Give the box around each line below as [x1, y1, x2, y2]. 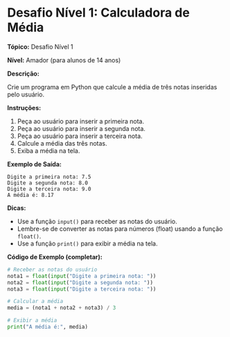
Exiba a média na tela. [17, 146, 80, 155]
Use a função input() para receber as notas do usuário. [17, 217, 178, 225]
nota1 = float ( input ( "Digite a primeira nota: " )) [7, 273, 157, 279]
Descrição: [7, 69, 39, 78]
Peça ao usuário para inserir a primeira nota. [17, 116, 145, 126]
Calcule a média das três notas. [17, 139, 107, 147]
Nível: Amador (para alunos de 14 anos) [7, 55, 121, 64]
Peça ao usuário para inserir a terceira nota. [17, 132, 143, 140]
